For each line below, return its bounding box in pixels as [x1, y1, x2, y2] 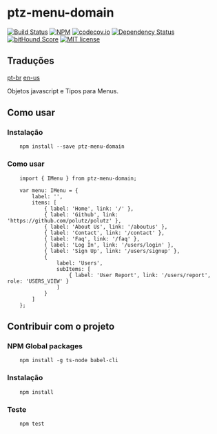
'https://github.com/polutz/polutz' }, [7, 217, 122, 224]
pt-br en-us [7, 73, 40, 82]
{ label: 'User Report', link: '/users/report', [68, 272, 211, 279]
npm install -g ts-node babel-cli [19, 357, 118, 364]
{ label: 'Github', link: [43, 211, 118, 218]
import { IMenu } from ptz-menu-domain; [19, 175, 137, 182]
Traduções [7, 55, 55, 67]
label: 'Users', [56, 259, 103, 267]
